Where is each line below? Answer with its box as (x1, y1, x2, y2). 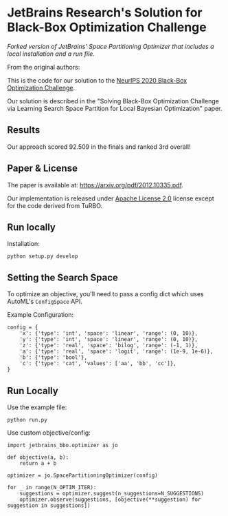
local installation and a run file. (7, 50, 95, 58)
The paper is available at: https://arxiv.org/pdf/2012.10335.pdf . (7, 180, 184, 189)
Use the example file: (7, 403, 67, 411)
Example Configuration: (7, 311, 74, 319)
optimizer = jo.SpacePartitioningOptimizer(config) (7, 472, 158, 479)
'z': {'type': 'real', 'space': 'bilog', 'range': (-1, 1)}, (19, 342, 198, 349)
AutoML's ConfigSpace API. (7, 298, 82, 306)
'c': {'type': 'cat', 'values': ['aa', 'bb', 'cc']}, (19, 360, 176, 367)
